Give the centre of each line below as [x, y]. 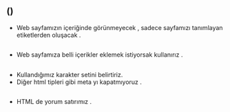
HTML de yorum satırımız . [54, 101]
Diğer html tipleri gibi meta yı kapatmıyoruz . [79, 82]
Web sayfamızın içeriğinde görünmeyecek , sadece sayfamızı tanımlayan [119, 27]
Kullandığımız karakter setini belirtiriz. [70, 74]
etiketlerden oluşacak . [49, 35]
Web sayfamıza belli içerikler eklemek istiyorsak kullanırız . [100, 55]
